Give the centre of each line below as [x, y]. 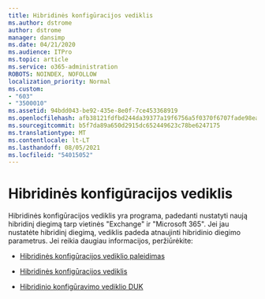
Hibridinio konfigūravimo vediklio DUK [81, 287]
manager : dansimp [37, 37]
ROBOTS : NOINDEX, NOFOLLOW [52, 74]
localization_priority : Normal [60, 81]
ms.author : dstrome [40, 23]
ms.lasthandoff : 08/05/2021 [54, 148]
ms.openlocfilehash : [42, 118]
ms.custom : [26, 89]
